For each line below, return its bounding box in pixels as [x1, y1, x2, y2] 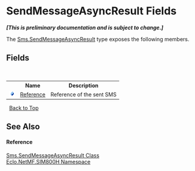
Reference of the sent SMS [50, 91, 117, 98]
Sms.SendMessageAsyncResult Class [6, 151, 100, 159]
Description [68, 82, 99, 89]
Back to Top [8, 105, 39, 111]
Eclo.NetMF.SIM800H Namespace [6, 158, 91, 165]
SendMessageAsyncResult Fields [6, 4, 177, 18]
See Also [6, 121, 40, 132]
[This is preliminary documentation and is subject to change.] [6, 24, 163, 31]
